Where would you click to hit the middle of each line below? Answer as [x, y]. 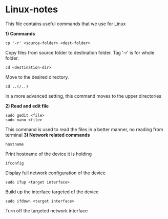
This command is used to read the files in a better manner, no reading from [84, 129]
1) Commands [20, 33]
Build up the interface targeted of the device [52, 192]
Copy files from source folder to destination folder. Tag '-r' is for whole [80, 52]
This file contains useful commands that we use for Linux [66, 24]
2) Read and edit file [27, 106]
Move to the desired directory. [37, 77]
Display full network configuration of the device [56, 173]
